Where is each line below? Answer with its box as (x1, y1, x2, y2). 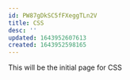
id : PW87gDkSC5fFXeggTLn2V (8, 11, 97, 20)
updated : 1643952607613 (8, 33, 87, 42)
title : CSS (8, 19, 44, 27)
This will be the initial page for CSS (8, 63, 123, 72)
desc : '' (8, 26, 37, 34)
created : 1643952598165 (8, 41, 87, 49)
